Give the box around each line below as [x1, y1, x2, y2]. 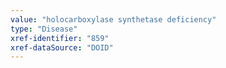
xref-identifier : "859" [10, 33, 110, 43]
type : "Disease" [10, 24, 78, 34]
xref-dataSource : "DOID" [10, 42, 114, 53]
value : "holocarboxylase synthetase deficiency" [10, 14, 217, 25]
